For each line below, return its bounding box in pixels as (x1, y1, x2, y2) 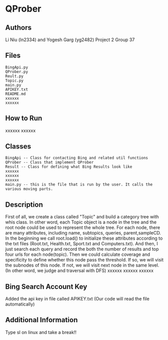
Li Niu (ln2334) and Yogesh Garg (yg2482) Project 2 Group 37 (5, 36, 135, 43)
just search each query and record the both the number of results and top (5, 246, 159, 252)
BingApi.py (5, 64, 28, 70)
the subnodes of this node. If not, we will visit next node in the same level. (5, 262, 159, 269)
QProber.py (5, 69, 28, 74)
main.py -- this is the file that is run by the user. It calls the (5, 182, 153, 187)
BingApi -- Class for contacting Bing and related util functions (5, 156, 148, 161)
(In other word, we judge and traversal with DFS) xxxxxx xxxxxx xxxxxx (5, 268, 154, 274)
